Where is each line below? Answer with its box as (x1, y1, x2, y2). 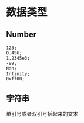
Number (6, 29, 37, 39)
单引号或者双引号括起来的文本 (6, 110, 78, 117)
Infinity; (6, 71, 31, 77)
